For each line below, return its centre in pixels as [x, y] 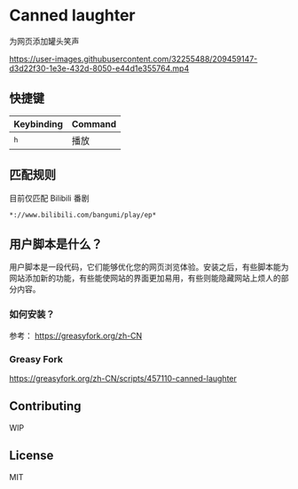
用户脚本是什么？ [56, 244]
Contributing [45, 406]
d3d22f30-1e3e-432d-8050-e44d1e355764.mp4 [99, 68]
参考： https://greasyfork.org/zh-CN [76, 335]
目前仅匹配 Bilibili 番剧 [49, 198]
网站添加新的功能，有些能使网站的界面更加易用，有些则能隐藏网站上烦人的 [145, 278]
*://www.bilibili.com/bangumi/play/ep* [83, 215]
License [31, 456]
